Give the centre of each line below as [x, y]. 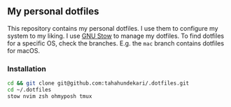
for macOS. [24, 50]
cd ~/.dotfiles [29, 90]
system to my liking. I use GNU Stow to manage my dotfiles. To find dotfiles [116, 36]
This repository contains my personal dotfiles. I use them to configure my [113, 28]
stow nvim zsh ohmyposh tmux [50, 96]
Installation [27, 69]
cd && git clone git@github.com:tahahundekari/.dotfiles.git [98, 83]
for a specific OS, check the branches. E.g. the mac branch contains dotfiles [116, 43]
